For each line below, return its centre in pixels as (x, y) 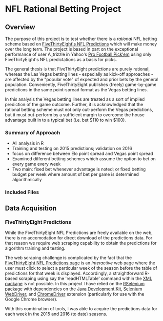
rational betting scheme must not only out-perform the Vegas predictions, (79, 109)
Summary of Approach (32, 132)
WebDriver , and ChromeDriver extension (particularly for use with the (75, 294)
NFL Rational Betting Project (63, 9)
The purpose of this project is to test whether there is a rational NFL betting (81, 39)
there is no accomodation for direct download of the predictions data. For (79, 237)
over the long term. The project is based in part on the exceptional (71, 49)
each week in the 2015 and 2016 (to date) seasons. (56, 314)
